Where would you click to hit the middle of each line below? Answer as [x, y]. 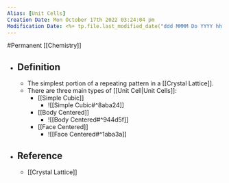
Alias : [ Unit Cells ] [37, 13]
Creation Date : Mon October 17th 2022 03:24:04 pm [81, 20]
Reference [40, 155]
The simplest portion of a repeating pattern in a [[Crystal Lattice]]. [120, 83]
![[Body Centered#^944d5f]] [88, 119]
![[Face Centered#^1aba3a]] [87, 135]
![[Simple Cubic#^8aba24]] [86, 105]
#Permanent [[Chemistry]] [44, 46]
